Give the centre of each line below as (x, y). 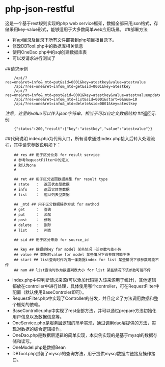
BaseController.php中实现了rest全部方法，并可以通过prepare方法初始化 (84, 311)
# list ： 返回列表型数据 (42, 195)
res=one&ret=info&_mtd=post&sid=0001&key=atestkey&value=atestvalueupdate (83, 95)
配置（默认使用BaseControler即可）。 (49, 292)
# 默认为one (25, 165)
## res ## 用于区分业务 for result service (57, 155)
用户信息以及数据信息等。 (38, 316)
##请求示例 (16, 68)
